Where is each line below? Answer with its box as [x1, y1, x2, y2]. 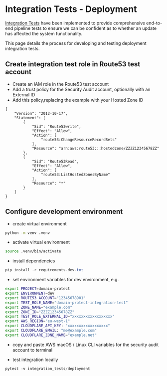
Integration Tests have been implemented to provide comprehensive [5, 20, 146, 26]
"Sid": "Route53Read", [31, 159, 79, 164]
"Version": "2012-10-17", [14, 111, 68, 116]
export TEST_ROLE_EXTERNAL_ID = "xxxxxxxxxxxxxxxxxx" [5, 314, 115, 319]
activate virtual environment [12, 239, 70, 245]
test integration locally [12, 357, 58, 363]
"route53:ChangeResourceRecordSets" [40, 137, 117, 142]
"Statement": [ [14, 115, 46, 120]
